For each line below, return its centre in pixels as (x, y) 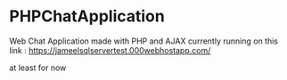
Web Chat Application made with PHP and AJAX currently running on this (144, 41)
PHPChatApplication (87, 16)
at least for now (38, 68)
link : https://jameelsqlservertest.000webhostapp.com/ (110, 50)
